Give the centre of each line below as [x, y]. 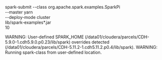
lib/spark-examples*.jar [28, 22]
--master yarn [19, 12]
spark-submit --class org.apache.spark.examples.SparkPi [63, 7]
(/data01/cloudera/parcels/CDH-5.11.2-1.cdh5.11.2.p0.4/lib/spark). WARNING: [81, 47]
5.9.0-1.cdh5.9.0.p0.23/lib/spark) [38, 42]
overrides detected [90, 42]
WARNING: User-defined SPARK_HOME [44, 37]
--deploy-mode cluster [28, 17]
